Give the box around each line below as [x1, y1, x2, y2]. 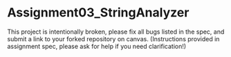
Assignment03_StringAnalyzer [7, 5, 190, 21]
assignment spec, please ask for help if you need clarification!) [7, 42, 187, 50]
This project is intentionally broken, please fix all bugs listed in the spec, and [7, 27, 225, 36]
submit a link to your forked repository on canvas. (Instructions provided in [7, 34, 220, 43]
